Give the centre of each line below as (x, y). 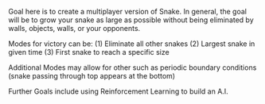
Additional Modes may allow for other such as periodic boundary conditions (132, 67)
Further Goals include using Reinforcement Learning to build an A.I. (118, 91)
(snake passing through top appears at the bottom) (92, 76)
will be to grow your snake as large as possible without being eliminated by (131, 20)
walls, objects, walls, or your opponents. (74, 28)
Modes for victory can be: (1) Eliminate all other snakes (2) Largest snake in (132, 44)
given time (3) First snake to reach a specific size (89, 52)
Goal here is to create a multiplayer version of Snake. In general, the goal (127, 12)
